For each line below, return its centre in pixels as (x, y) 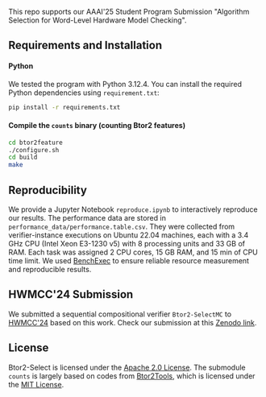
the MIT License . (36, 384)
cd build (23, 157)
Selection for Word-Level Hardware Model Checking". (98, 20)
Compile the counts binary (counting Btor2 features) (97, 126)
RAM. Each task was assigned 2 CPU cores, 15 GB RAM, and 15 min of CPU (133, 252)
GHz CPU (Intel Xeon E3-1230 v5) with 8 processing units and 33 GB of (127, 243)
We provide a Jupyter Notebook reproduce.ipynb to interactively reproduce (133, 209)
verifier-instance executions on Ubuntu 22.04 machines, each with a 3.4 (129, 235)
